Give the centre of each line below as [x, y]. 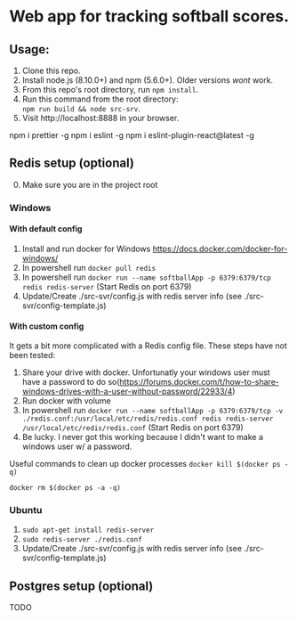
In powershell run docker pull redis [89, 267]
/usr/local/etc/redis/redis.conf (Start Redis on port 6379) [132, 428]
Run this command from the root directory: [100, 99]
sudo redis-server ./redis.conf [82, 540]
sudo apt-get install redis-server [88, 530]
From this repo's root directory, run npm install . [110, 90]
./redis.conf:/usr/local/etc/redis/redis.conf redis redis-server [148, 419]
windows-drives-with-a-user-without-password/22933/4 [127, 392]
